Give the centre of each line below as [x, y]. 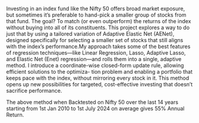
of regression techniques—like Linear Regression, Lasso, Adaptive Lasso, [96, 53]
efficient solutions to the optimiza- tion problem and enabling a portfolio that [99, 72]
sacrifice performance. [34, 91]
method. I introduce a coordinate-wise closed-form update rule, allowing [95, 65]
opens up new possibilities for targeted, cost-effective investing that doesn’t [99, 84]
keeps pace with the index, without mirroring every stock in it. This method [98, 78]
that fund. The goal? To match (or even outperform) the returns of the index [99, 21]
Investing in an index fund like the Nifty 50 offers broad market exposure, [96, 9]
